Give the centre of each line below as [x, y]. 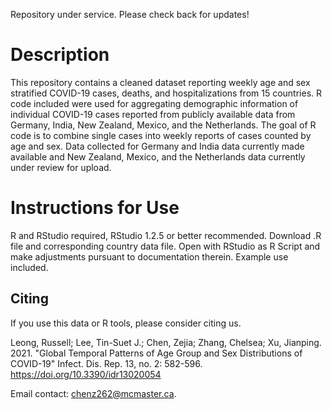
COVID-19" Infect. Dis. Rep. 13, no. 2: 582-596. [106, 363]
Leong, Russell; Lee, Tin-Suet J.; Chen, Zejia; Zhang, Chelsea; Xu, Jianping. [166, 342]
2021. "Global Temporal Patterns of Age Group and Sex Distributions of [156, 353]
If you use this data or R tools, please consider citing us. [126, 323]
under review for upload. [61, 167]
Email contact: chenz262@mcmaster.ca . [93, 393]
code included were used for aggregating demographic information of [154, 103]
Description [60, 55]
